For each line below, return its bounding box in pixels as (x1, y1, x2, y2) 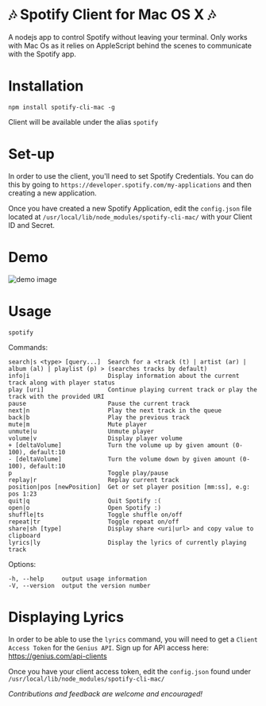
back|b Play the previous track (8, 413, 191, 422)
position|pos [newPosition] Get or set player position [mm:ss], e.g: (8, 483, 250, 491)
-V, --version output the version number (8, 581, 151, 589)
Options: (8, 559, 37, 569)
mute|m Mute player (8, 420, 148, 428)
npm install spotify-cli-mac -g (8, 103, 115, 111)
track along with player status (8, 379, 115, 387)
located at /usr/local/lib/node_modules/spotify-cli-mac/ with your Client (8, 212, 253, 222)
